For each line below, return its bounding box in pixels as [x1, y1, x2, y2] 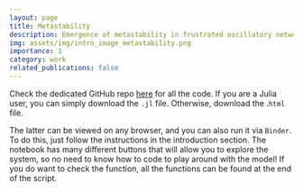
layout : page [9, 13, 59, 23]
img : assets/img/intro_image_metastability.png [9, 38, 192, 48]
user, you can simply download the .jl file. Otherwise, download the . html [9, 97, 286, 108]
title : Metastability [9, 22, 91, 31]
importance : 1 [9, 47, 63, 56]
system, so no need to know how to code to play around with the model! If [9, 153, 285, 164]
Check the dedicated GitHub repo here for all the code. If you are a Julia [9, 87, 278, 99]
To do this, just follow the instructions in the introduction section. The [9, 134, 267, 145]
